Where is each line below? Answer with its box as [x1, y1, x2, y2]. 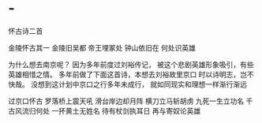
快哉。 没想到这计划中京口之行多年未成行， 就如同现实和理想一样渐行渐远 [8, 79, 247, 89]
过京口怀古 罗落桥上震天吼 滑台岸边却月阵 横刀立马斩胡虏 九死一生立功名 [8, 96, 245, 106]
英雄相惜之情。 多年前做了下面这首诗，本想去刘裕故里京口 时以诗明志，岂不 [8, 69, 254, 79]
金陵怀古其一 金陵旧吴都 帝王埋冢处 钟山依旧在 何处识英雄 [8, 43, 196, 52]
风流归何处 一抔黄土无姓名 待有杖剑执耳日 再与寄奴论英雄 [14, 106, 201, 115]
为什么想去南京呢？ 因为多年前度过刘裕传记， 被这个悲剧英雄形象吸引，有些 [8, 59, 254, 69]
